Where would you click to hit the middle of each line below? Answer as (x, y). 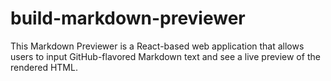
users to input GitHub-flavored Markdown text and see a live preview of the (165, 56)
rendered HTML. (44, 67)
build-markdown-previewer (128, 18)
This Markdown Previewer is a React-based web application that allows (157, 46)
